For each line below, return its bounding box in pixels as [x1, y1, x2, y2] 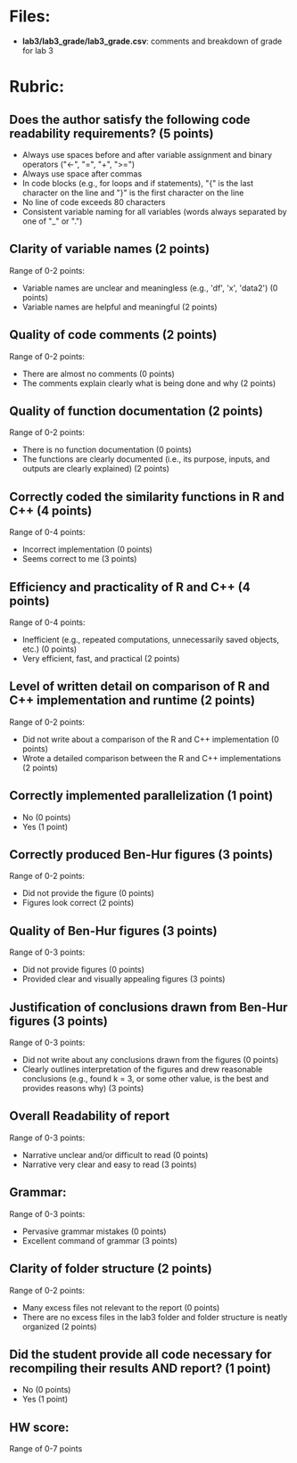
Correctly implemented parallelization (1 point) [9, 788, 274, 803]
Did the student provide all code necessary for [9, 1346, 272, 1361]
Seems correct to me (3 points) [21, 554, 137, 564]
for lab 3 [21, 45, 54, 55]
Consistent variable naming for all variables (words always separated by [21, 206, 287, 217]
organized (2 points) [21, 1321, 97, 1332]
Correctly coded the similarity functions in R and [9, 489, 285, 505]
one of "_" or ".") [21, 216, 83, 226]
